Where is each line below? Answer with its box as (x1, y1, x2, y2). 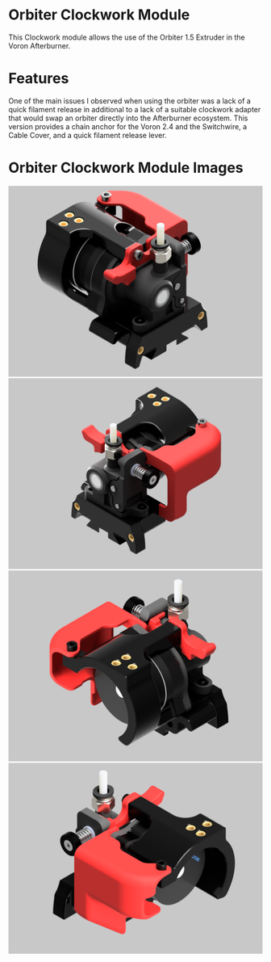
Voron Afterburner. (8, 40, 71, 50)
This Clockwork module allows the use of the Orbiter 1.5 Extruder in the (8, 32, 245, 42)
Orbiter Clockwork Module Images (8, 159, 244, 177)
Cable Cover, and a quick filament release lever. (8, 130, 167, 140)
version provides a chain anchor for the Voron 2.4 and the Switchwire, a (8, 121, 248, 131)
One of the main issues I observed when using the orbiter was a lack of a (8, 95, 252, 106)
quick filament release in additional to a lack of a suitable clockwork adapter (8, 104, 261, 114)
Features (8, 69, 69, 88)
